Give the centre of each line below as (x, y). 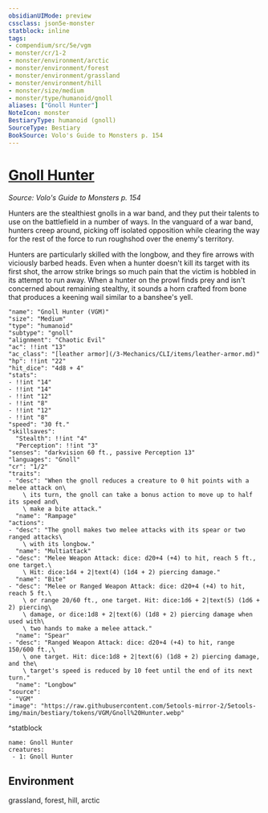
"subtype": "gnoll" (41, 333)
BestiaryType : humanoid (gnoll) (62, 121)
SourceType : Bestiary (45, 128)
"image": (23, 706)
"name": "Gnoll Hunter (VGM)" (59, 312)
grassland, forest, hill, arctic (54, 800)
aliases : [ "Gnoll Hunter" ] (53, 105)
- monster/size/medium (46, 90)
